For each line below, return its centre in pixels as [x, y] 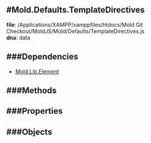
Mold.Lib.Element [37, 71]
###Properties [34, 111]
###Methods [31, 91]
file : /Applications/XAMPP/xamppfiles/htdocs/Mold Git [75, 24]
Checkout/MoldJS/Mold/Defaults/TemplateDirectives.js [75, 31]
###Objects [30, 132]
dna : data [18, 37]
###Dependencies [42, 57]
